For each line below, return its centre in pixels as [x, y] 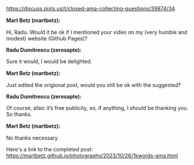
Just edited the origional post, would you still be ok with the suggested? [94, 85]
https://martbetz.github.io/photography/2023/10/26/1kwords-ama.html [92, 156]
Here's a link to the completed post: [50, 149]
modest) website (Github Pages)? [47, 38]
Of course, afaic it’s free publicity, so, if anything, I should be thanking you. [97, 108]
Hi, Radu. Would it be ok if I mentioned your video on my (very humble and [97, 32]
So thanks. [19, 114]
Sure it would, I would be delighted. [49, 61]
